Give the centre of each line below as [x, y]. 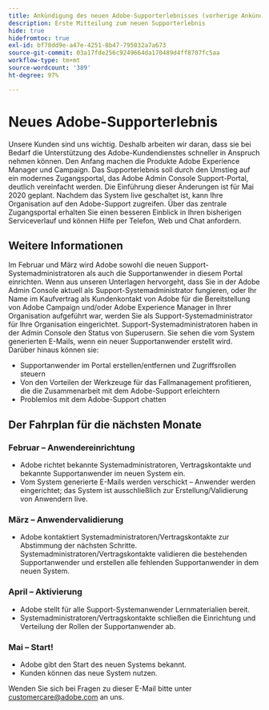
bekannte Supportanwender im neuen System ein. [102, 474]
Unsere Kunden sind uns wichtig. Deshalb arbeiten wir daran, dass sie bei [130, 144]
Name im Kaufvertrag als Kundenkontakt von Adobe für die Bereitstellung [129, 299]
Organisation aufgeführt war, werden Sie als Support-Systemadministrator [131, 316]
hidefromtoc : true [39, 38]
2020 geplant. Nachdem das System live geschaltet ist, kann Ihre [116, 195]
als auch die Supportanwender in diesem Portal [165, 274]
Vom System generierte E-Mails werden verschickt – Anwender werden [138, 482]
